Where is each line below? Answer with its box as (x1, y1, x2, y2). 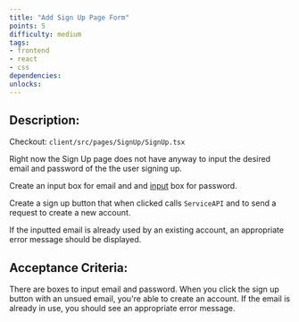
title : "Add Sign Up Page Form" (9, 13, 129, 22)
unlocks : (9, 80, 42, 89)
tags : (9, 38, 29, 47)
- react (9, 55, 38, 64)
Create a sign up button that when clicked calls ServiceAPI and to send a (9, 198, 277, 208)
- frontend (9, 47, 50, 55)
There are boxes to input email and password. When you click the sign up (9, 284, 279, 295)
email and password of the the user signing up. (9, 163, 183, 174)
